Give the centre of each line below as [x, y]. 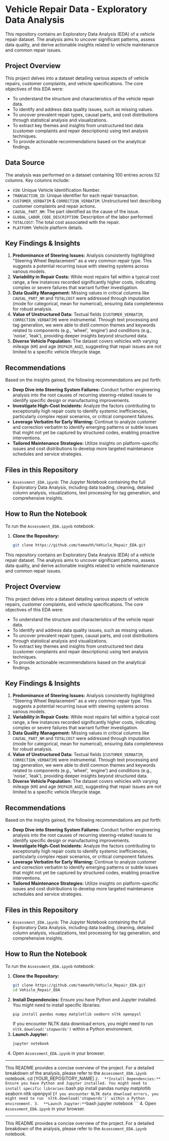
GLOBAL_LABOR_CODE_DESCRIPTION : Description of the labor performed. [83, 217]
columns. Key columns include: [37, 180]
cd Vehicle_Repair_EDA [36, 990]
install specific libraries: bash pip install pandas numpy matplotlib [78, 1089]
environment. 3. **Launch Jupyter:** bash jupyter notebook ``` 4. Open [81, 1104]
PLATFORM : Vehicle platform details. [48, 227]
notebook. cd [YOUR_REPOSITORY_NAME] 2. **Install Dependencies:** [83, 1078]
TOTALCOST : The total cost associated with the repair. [66, 222]
